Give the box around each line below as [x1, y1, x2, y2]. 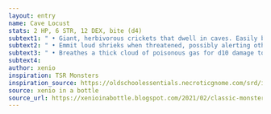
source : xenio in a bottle [8, 86, 99, 95]
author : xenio [8, 64, 56, 72]
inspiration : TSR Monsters [8, 71, 99, 79]
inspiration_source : [8, 79, 78, 87]
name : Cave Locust [8, 19, 70, 27]
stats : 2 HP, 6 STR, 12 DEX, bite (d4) [8, 26, 143, 35]
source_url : [8, 94, 48, 102]
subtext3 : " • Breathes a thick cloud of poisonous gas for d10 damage [8, 49, 254, 57]
